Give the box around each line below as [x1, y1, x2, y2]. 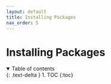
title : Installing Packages [6, 14, 76, 20]
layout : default [6, 8, 47, 15]
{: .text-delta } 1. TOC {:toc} [6, 71, 73, 79]
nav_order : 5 [6, 20, 39, 26]
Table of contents [11, 65, 55, 72]
